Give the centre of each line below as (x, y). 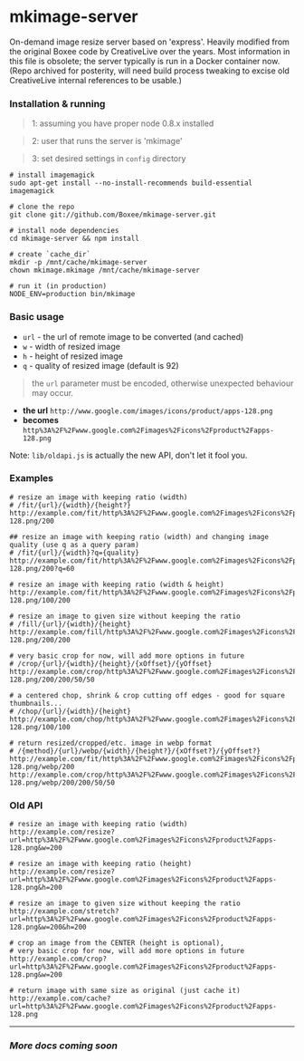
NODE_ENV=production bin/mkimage (72, 294)
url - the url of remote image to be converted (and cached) (133, 336)
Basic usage (37, 317)
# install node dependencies (64, 231)
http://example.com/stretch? (64, 911)
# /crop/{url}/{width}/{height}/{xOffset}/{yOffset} (111, 663)
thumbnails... (36, 703)
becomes (40, 420)
